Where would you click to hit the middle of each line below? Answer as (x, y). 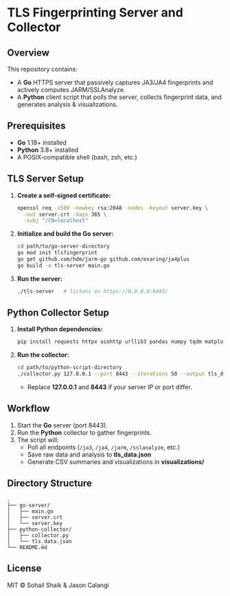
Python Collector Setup (58, 313)
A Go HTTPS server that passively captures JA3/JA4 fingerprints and (115, 82)
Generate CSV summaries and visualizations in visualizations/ (116, 461)
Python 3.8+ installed (48, 150)
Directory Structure (50, 484)
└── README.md (27, 547)
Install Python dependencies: (60, 329)
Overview (28, 53)
